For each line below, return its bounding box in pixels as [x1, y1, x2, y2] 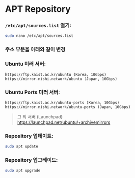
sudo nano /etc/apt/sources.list [5, 34, 74, 38]
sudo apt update [5, 144, 38, 149]
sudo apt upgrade [5, 168, 41, 173]
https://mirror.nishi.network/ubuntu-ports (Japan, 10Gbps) [5, 105, 131, 109]
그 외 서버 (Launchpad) [17, 113, 63, 119]
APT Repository [5, 3, 71, 15]
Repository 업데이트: [5, 132, 54, 139]
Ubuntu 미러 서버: [5, 61, 46, 68]
